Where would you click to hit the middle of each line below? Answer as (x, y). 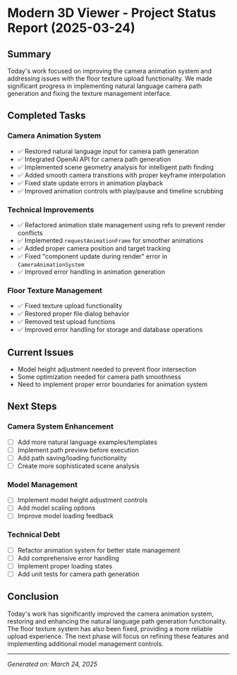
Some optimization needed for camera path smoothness (99, 377)
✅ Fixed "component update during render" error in (92, 256)
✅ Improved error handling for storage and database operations (110, 330)
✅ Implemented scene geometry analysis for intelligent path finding (115, 167)
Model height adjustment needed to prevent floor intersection (107, 369)
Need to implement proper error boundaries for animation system (113, 384)
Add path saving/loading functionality (72, 458)
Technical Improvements (51, 210)
